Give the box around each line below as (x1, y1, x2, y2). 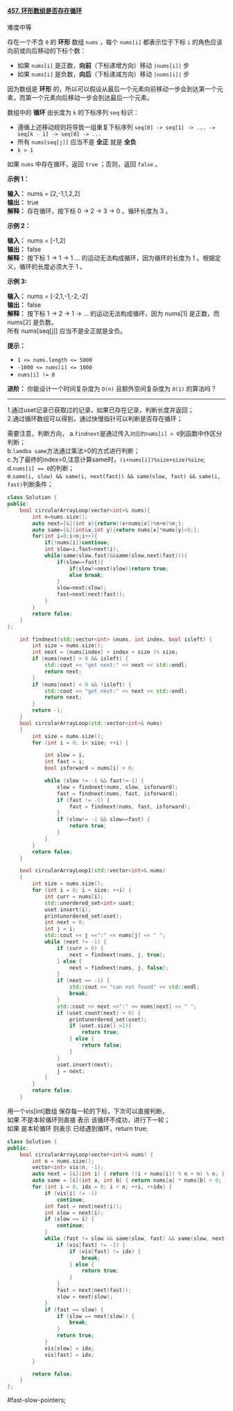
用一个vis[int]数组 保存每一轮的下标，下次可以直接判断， (7, 1107, 169, 1115)
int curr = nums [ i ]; (44, 893, 104, 900)
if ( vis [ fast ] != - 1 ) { (56, 1241, 126, 1248)
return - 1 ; (32, 707, 64, 714)
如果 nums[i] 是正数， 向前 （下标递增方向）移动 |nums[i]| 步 (17, 61, 190, 70)
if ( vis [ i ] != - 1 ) (44, 1189, 98, 1197)
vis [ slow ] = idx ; (44, 1345, 95, 1352)
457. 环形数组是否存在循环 (7, 6, 83, 15)
